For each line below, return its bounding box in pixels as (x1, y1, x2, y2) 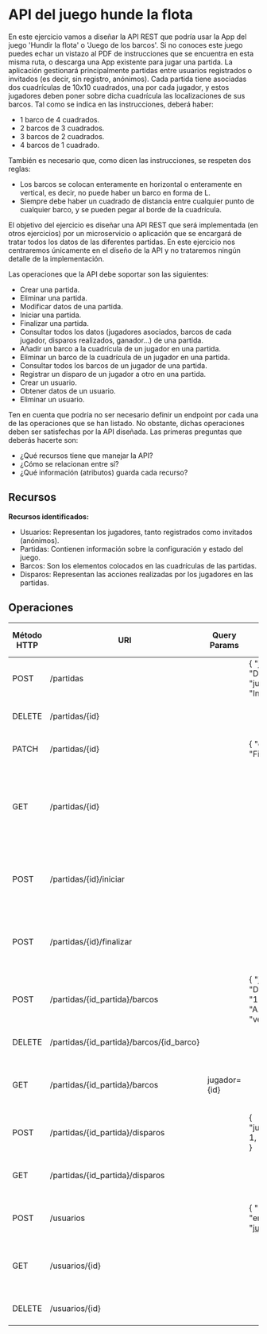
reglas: (8, 164, 31, 173)
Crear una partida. (19, 285, 80, 294)
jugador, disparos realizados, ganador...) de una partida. (19, 335, 204, 345)
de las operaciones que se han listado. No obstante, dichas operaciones (8, 418, 245, 428)
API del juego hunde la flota (8, 6, 193, 24)
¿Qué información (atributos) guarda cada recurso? (19, 467, 188, 477)
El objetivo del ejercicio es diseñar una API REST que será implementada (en (8, 220, 258, 230)
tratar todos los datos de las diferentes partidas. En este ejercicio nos (8, 237, 236, 246)
